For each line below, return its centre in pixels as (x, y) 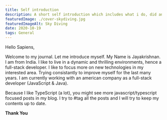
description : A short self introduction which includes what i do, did (81, 14)
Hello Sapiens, (20, 47)
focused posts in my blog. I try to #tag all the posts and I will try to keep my (82, 98)
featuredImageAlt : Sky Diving (37, 24)
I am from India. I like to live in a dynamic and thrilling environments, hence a (83, 62)
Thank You (17, 113)
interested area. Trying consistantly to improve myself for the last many (78, 72)
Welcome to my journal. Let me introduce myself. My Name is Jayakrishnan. (83, 57)
